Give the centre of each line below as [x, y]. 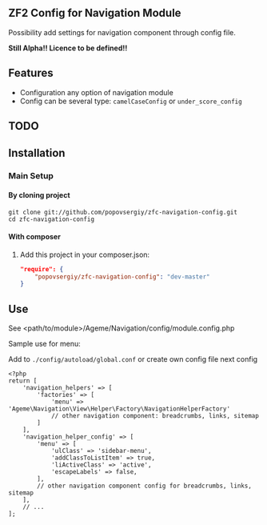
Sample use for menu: [45, 344]
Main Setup [31, 176]
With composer [35, 237]
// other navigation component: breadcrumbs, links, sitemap [155, 416]
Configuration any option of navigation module [96, 92]
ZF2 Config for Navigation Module [95, 13]
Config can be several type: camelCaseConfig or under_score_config [131, 101]
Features [31, 73]
